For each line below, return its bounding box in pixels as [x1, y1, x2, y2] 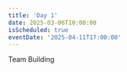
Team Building [8, 55, 55, 64]
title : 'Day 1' [8, 11, 58, 20]
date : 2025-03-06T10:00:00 [8, 19, 97, 27]
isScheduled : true [8, 26, 69, 34]
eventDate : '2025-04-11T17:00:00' [8, 33, 122, 41]
